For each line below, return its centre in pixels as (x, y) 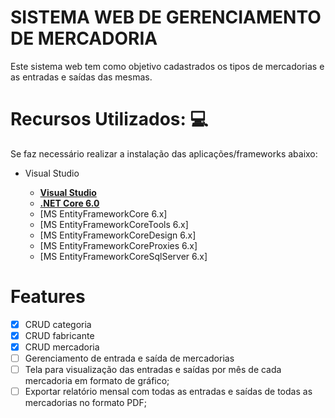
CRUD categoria (58, 324)
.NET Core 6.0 (69, 203)
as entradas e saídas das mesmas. (81, 77)
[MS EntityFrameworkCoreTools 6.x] (114, 224)
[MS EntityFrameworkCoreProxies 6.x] (118, 245)
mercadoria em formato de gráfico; (97, 381)
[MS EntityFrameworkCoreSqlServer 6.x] (123, 256)
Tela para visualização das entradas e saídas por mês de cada (153, 370)
